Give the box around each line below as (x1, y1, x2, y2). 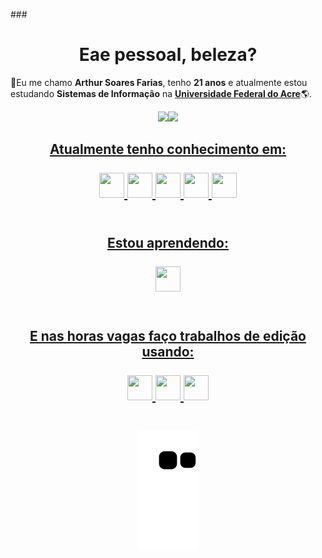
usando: (141, 344, 195, 361)
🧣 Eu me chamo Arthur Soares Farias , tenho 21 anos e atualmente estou (10, 76, 308, 88)
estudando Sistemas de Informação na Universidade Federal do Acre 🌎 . (10, 87, 313, 99)
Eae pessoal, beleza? (78, 44, 258, 66)
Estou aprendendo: (107, 234, 229, 251)
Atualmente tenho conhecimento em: (49, 141, 287, 158)
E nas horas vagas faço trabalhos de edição (29, 328, 307, 345)
